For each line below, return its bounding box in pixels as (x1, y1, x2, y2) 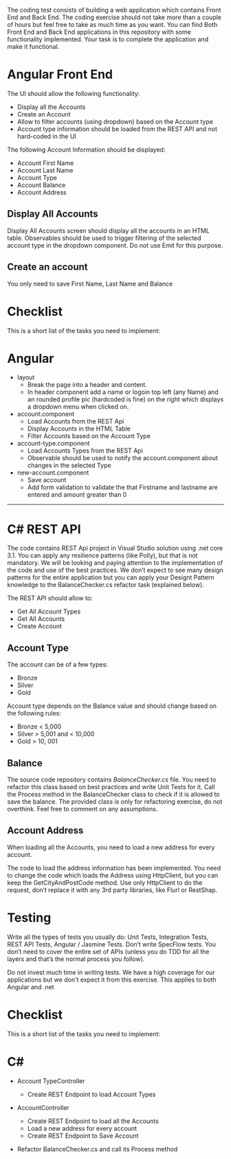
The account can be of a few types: (7, 660, 108, 668)
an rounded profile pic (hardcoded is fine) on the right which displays (27, 395, 224, 404)
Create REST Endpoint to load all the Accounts (27, 1117, 159, 1125)
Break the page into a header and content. (27, 381, 148, 389)
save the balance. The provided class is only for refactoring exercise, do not (7, 798, 223, 806)
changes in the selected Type (27, 462, 111, 470)
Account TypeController (16, 1076, 85, 1085)
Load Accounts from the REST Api (27, 417, 124, 426)
